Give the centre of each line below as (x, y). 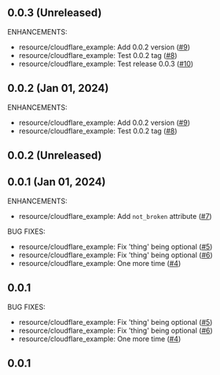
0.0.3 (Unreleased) (55, 13)
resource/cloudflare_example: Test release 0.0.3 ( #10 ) (106, 64)
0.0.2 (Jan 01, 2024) (58, 88)
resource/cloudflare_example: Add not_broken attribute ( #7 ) (115, 216)
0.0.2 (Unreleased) (55, 156)
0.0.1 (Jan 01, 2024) (57, 182)
